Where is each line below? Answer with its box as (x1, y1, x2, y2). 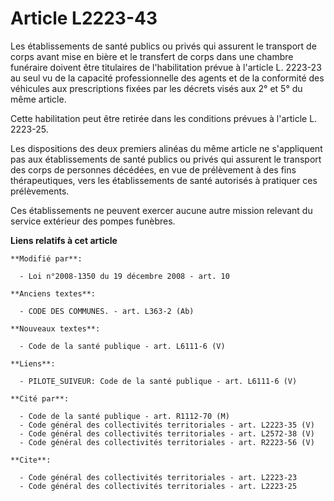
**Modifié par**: (10, 253, 83, 264)
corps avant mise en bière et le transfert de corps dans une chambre (10, 50, 294, 62)
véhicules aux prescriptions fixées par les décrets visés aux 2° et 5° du (10, 82, 303, 94)
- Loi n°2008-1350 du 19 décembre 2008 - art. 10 (19, 271, 230, 281)
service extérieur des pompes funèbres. (10, 215, 176, 227)
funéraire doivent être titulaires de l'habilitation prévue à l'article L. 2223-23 (10, 61, 322, 73)
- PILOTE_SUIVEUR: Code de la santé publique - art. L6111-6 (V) (19, 376, 298, 386)
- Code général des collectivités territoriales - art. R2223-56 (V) (19, 437, 315, 447)
